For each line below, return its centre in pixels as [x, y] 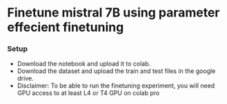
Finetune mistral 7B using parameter [113, 13]
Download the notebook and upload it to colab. [83, 64]
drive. [25, 79]
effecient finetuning [66, 27]
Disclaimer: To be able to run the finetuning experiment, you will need [116, 86]
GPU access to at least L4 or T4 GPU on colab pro [88, 93]
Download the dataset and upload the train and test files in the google [116, 71]
